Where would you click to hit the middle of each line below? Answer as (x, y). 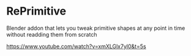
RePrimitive (36, 11)
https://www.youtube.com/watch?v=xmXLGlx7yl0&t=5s (76, 46)
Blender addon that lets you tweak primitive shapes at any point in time (96, 28)
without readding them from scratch (52, 34)
